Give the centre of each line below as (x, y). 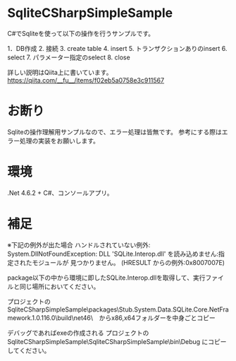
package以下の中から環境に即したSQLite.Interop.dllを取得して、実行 (106, 278)
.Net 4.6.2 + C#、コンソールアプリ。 (60, 193)
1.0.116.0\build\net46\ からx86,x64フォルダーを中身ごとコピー (124, 318)
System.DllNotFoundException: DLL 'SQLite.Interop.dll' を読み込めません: (113, 254)
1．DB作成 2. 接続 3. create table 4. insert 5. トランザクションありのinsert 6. (117, 48)
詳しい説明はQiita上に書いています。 (60, 72)
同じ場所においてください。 (60, 286)
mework (19, 318)
